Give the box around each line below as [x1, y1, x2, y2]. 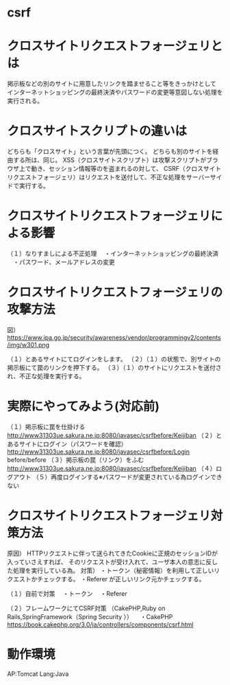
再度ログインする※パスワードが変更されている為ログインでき [50, 472, 222, 481]
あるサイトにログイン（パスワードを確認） [7, 439, 127, 448]
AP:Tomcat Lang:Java [7, 669, 69, 677]
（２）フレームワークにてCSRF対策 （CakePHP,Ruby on [7, 604, 166, 612]
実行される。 [7, 97, 43, 105]
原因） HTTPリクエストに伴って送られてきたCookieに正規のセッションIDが [7, 549, 218, 557]
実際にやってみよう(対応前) [7, 399, 159, 415]
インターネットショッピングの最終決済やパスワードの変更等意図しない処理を [7, 88, 223, 97]
